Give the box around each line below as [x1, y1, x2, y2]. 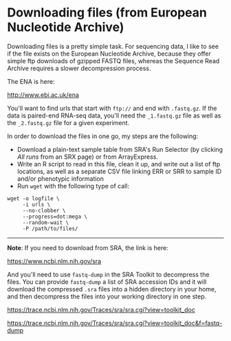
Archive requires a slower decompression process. [7, 64, 151, 72]
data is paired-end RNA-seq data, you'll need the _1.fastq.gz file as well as [7, 111, 221, 120]
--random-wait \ [22, 219, 69, 226]
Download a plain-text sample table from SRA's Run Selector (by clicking [16, 145, 223, 153]
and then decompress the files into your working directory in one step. [7, 292, 207, 300]
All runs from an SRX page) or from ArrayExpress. [16, 153, 158, 161]
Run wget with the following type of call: [16, 181, 129, 190]
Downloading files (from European [7, 5, 208, 21]
